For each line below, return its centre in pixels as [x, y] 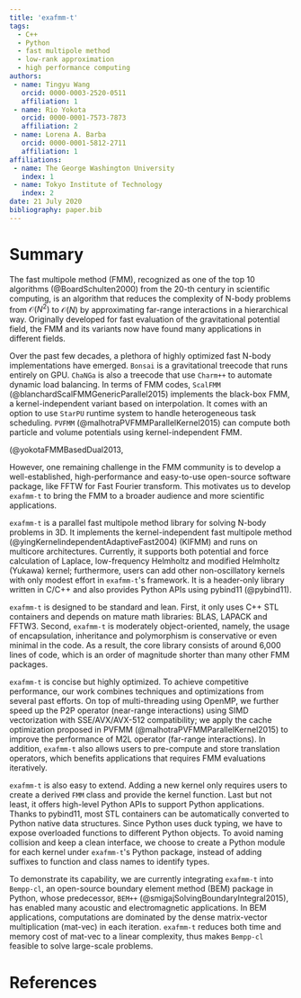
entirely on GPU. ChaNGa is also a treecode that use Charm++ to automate [141, 375]
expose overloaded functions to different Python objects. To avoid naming [146, 833]
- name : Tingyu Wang [52, 85]
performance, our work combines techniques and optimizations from [137, 691]
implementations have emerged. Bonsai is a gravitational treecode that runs [149, 366]
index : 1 [37, 176]
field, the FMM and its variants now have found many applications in [136, 329]
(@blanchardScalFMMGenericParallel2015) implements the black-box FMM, [150, 394]
